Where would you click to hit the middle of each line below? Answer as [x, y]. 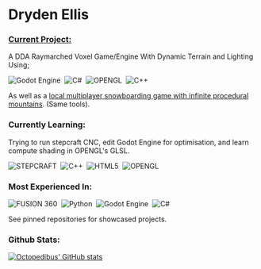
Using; [19, 65]
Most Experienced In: [50, 186]
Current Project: [40, 40]
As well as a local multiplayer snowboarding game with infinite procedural [129, 96]
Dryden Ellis [49, 15]
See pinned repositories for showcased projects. [88, 219]
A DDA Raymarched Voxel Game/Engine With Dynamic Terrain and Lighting [131, 56]
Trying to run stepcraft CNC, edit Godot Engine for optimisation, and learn [129, 142]
